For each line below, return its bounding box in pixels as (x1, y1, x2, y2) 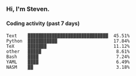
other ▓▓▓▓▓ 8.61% (6, 48, 130, 55)
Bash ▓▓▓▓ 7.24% (6, 54, 130, 60)
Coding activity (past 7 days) (6, 20, 80, 27)
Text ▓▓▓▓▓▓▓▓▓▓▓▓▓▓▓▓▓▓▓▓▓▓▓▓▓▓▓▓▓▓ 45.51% (6, 33, 130, 39)
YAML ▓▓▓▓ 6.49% (6, 59, 130, 65)
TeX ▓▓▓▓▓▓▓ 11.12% (6, 44, 130, 50)
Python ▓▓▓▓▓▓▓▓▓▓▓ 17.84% (6, 38, 130, 44)
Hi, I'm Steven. (6, 5, 50, 13)
